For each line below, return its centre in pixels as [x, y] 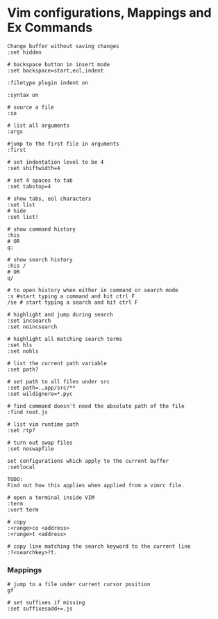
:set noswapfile [31, 449]
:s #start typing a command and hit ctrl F [71, 296]
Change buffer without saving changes [63, 46]
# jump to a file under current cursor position [79, 584]
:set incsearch [29, 321]
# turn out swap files [40, 443]
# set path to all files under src [59, 381]
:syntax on [23, 95]
